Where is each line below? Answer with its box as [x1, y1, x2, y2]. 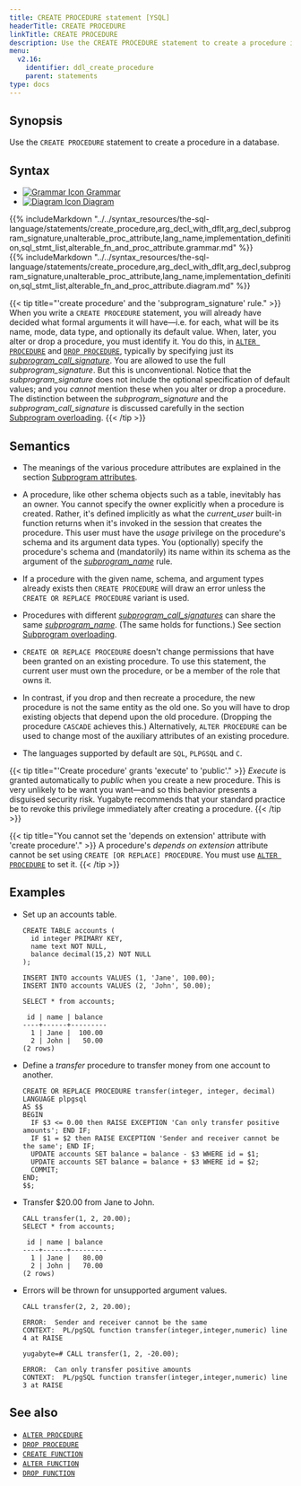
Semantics [9, 438, 71, 453]
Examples [9, 885, 65, 901]
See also [9, 1405, 58, 1420]
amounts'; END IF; [21, 1126, 91, 1135]
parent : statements [25, 72, 99, 81]
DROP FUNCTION [21, 1469, 75, 1478]
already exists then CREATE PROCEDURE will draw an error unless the [21, 583, 266, 594]
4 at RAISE [21, 1333, 64, 1342]
